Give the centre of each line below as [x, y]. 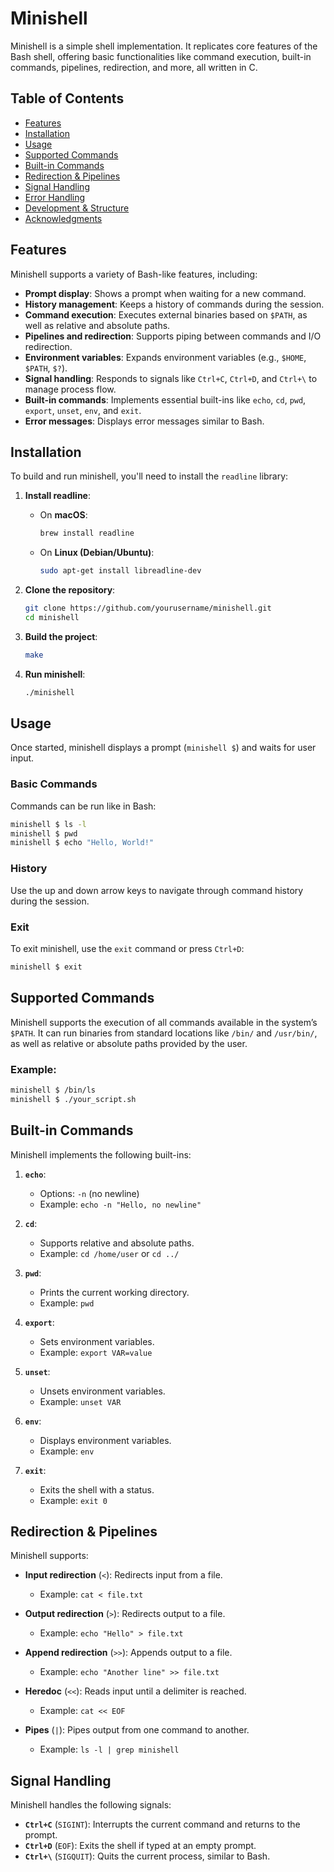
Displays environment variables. [105, 1440]
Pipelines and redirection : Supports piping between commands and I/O [173, 336]
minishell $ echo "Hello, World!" [82, 843]
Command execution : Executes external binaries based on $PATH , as [166, 314]
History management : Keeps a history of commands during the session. [174, 304]
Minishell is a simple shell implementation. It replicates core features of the [164, 46]
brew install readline [87, 533]
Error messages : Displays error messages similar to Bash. [144, 421]
